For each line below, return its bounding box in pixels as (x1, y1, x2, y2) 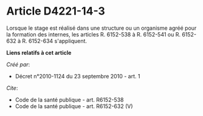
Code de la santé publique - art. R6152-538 (15, 96, 124, 103)
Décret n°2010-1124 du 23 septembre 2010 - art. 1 (15, 72, 140, 80)
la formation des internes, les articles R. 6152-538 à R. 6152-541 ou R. (6, 30, 181, 38)
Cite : (6, 84, 18, 92)
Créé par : (6, 61, 30, 68)
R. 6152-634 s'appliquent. (22, 37, 87, 44)
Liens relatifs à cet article (6, 49, 72, 56)
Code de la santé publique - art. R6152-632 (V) (15, 102, 133, 110)
